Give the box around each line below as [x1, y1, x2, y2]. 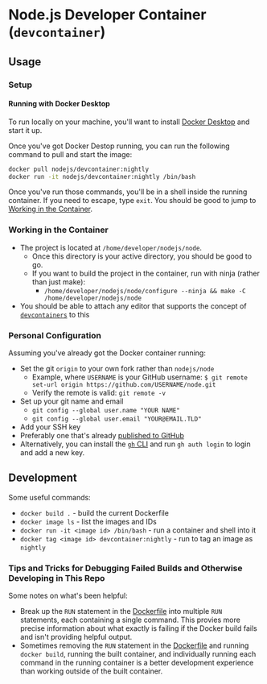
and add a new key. [19, 448, 85, 458]
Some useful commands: [8, 492, 91, 502]
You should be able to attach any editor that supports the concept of [19, 301, 247, 311]
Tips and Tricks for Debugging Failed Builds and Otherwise [8, 562, 243, 574]
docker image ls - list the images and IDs [19, 516, 157, 526]
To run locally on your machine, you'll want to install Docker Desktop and [8, 117, 250, 126]
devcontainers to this [19, 309, 90, 319]
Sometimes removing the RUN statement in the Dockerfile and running [19, 640, 249, 650]
